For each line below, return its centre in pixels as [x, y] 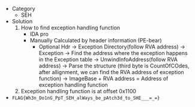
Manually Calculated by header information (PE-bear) [96, 40]
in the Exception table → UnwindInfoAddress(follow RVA [108, 59]
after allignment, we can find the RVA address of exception [111, 72]
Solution [22, 21]
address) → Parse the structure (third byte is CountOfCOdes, [114, 66]
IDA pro [39, 34]
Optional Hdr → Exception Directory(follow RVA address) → [112, 47]
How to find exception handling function [70, 27]
